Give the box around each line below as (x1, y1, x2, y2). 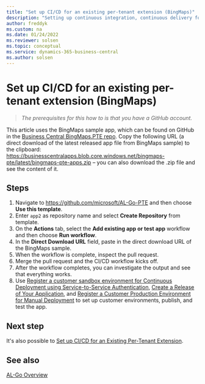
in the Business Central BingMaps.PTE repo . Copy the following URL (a (6, 132, 184, 140)
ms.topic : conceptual (6, 43, 62, 50)
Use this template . (15, 206, 63, 213)
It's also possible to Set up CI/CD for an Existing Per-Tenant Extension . (6, 337, 184, 345)
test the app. (15, 303, 48, 311)
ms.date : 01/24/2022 (6, 32, 59, 38)
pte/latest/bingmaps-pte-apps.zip (6, 159, 92, 166)
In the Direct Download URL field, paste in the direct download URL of (15, 238, 192, 246)
